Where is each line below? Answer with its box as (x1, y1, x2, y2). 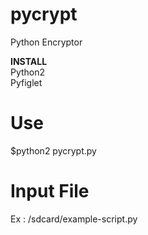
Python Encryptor (10, 36, 83, 48)
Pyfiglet (10, 76, 43, 88)
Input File (10, 180, 90, 203)
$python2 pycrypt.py (10, 144, 97, 157)
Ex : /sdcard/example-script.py (10, 213, 138, 225)
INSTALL (10, 55, 48, 67)
